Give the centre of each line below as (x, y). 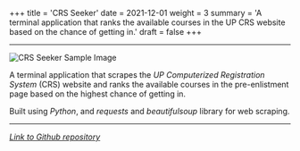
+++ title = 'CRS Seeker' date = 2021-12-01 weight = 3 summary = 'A (136, 13)
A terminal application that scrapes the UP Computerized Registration (137, 75)
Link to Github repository (55, 137)
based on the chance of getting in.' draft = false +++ (106, 32)
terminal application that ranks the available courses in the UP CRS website (147, 22)
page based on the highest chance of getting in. (97, 94)
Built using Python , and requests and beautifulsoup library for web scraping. (150, 111)
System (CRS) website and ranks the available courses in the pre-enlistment (149, 84)
